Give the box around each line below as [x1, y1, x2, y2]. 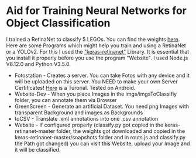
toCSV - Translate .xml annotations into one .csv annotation [14, 115, 159, 122]
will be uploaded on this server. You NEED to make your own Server [14, 78, 178, 85]
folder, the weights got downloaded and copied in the [56, 127, 185, 135]
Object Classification [6, 16, 111, 30]
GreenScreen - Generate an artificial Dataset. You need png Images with [14, 103, 189, 110]
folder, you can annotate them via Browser [14, 96, 117, 103]
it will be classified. [14, 146, 61, 153]
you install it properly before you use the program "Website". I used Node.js [6, 54, 188, 61]
